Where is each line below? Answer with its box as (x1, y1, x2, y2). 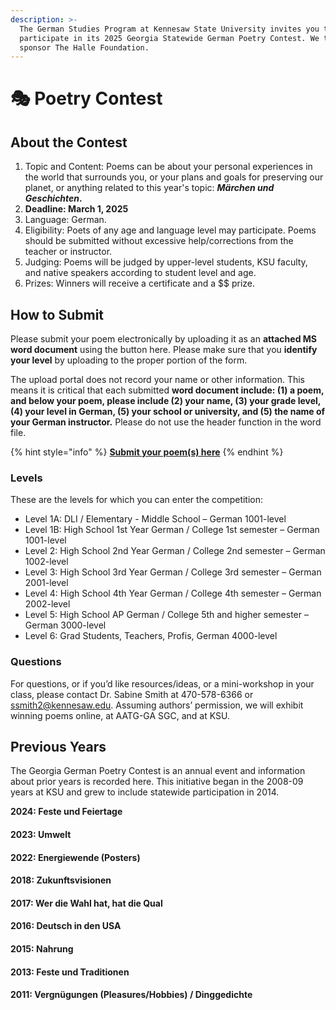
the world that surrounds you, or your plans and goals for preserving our (24, 171, 324, 183)
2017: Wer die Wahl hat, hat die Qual (10, 897, 163, 909)
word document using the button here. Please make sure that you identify (10, 344, 318, 356)
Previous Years (10, 739, 107, 756)
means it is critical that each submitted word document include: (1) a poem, (10, 384, 325, 396)
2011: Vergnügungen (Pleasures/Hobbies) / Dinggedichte (10, 989, 253, 1001)
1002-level (24, 556, 69, 568)
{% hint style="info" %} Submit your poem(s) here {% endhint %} (10, 446, 284, 458)
